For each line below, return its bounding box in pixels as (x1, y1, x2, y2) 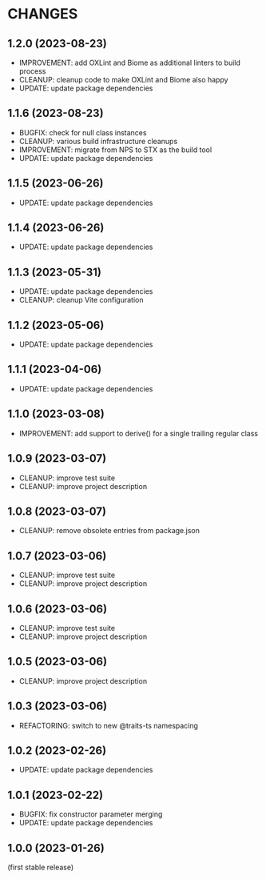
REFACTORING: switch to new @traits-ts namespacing (18, 720, 199, 730)
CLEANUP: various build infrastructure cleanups (18, 136, 178, 146)
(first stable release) (7, 862, 74, 872)
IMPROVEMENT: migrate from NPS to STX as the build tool (18, 145, 212, 155)
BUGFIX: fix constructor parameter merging (18, 809, 163, 819)
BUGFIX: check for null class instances (18, 127, 147, 137)
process (18, 66, 46, 76)
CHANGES (7, 5, 78, 23)
